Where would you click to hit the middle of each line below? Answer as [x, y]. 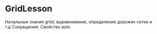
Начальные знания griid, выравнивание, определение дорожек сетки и [78, 22]
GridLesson [29, 9]
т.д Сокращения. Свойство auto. [38, 26]
